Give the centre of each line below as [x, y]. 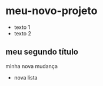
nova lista [26, 77]
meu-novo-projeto [51, 11]
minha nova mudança [32, 66]
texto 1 [22, 27]
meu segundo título [42, 52]
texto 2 [23, 33]
